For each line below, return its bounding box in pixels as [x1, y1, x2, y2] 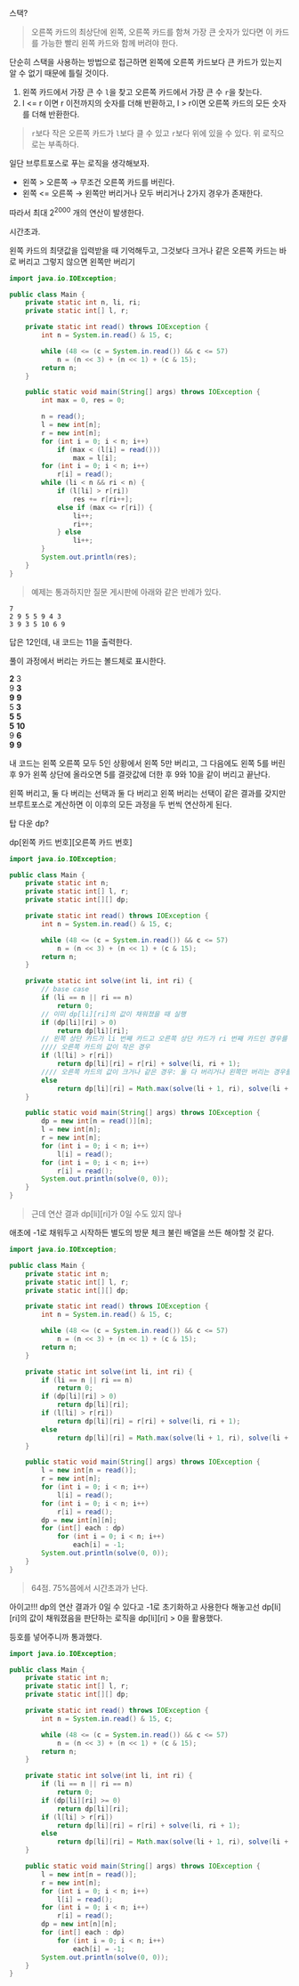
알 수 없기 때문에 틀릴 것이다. [9, 68, 109, 78]
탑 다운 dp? [9, 818, 49, 828]
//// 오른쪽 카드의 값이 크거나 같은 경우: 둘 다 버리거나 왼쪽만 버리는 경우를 [41, 1067, 292, 1077]
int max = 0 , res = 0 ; [41, 396, 125, 405]
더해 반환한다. [31, 109, 80, 119]
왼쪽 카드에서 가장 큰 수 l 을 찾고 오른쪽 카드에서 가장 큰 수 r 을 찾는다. [21, 87, 263, 97]
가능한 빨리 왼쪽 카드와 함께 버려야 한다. [40, 38, 179, 48]
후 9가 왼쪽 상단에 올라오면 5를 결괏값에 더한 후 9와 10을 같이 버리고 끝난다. [9, 769, 271, 779]
